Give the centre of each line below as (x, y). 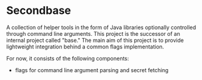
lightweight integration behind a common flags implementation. (85, 47)
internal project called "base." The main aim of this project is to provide (95, 40)
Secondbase (39, 11)
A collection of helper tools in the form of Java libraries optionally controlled (101, 27)
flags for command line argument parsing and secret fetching (92, 70)
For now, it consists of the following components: (68, 58)
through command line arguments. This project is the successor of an (93, 33)
